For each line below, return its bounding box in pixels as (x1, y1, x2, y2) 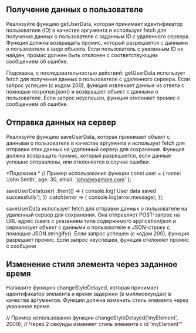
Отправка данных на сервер (6, 118, 116, 128)
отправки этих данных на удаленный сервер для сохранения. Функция (6, 145, 185, 152)
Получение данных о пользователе (6, 5, 144, 15)
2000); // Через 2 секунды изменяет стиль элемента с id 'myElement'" (6, 321, 183, 328)
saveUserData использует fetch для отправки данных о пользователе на (6, 205, 188, 212)
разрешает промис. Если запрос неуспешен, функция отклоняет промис (6, 236, 190, 243)
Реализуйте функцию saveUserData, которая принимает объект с (6, 133, 170, 140)
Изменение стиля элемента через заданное (6, 259, 178, 269)
